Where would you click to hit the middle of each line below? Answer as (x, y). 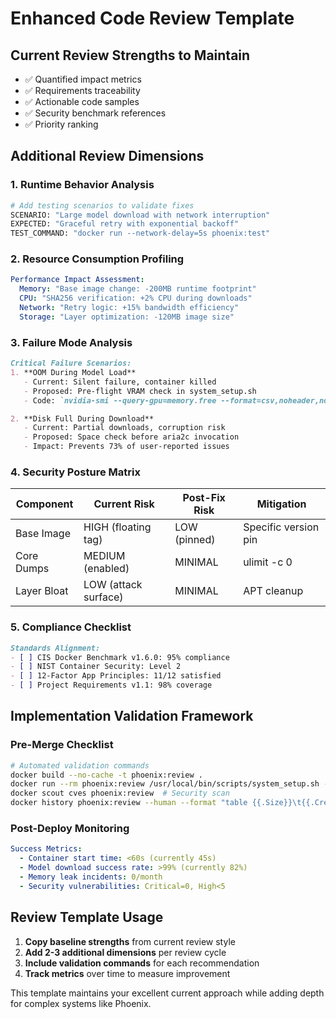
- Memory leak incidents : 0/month (91, 877)
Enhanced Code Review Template (152, 18)
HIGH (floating (117, 527)
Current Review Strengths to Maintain (130, 55)
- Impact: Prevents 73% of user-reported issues (126, 447)
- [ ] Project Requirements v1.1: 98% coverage (111, 685)
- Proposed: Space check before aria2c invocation (131, 437)
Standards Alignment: (55, 648)
